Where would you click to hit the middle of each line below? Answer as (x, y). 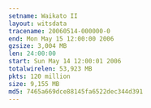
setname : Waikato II (43, 16)
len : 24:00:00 (32, 54)
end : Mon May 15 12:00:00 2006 (61, 39)
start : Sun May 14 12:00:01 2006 (65, 62)
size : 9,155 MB (34, 84)
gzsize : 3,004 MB (38, 46)
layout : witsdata (38, 24)
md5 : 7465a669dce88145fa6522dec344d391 (76, 91)
